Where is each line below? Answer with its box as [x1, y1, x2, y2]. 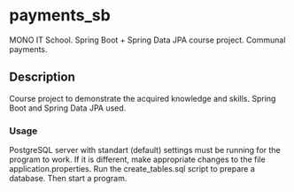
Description [9, 70, 75, 85]
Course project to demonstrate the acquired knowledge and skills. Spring [9, 93, 276, 104]
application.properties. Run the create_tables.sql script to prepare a [9, 164, 255, 174]
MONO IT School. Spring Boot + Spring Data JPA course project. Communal [9, 35, 286, 45]
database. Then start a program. [9, 173, 128, 184]
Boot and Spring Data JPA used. [9, 103, 127, 113]
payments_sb [9, 5, 111, 26]
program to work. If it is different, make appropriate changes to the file [9, 154, 266, 165]
